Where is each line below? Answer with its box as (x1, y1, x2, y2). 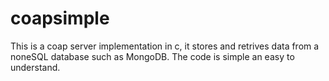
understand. (10, 61, 61, 73)
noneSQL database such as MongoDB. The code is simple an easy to (10, 50, 295, 62)
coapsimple (10, 7, 110, 30)
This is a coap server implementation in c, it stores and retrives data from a (10, 40, 320, 52)
